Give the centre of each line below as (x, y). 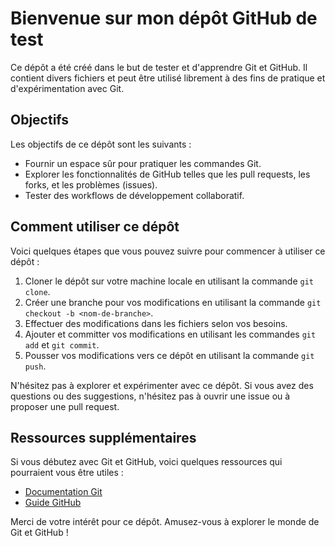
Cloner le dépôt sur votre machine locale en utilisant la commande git (169, 281)
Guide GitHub (53, 503)
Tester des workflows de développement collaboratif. (134, 195)
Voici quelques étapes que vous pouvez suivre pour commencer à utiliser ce (168, 251)
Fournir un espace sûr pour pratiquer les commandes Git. (143, 163)
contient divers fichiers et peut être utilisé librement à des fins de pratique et (168, 78)
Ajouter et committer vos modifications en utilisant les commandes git (170, 334)
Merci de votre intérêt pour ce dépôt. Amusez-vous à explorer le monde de (165, 522)
